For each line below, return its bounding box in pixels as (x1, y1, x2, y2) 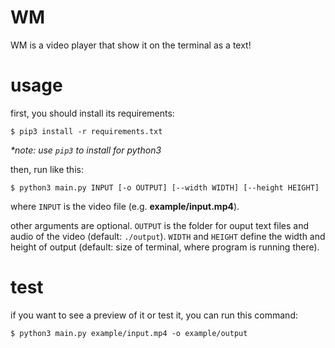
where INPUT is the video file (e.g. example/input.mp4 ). (10, 200, 240, 212)
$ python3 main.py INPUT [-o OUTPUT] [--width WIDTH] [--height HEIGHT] (10, 182, 320, 193)
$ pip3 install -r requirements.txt (10, 126, 163, 136)
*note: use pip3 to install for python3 (10, 144, 162, 156)
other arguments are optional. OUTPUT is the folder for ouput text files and (10, 219, 310, 231)
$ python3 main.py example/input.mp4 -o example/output (10, 328, 248, 338)
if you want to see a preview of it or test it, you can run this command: (10, 309, 298, 321)
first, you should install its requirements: (10, 107, 175, 119)
